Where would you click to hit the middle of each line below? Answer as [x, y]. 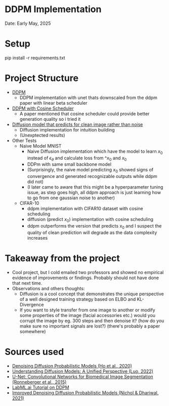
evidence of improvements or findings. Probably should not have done [86, 278]
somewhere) [33, 331]
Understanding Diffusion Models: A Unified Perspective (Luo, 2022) [83, 371]
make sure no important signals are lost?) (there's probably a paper [90, 326]
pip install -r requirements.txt [35, 58]
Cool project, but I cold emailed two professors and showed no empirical [88, 272]
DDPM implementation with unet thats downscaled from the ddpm [88, 98]
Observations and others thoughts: [48, 288]
